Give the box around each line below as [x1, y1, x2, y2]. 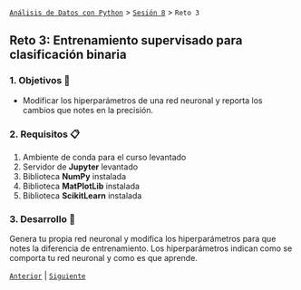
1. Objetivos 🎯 [9, 74, 71, 87]
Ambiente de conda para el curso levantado [22, 151, 187, 162]
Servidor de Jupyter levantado [22, 161, 139, 172]
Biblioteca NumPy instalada [22, 170, 127, 181]
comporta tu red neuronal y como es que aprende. [9, 253, 198, 264]
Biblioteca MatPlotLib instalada [22, 180, 141, 191]
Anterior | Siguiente [9, 270, 86, 281]
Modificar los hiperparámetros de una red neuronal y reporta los [22, 94, 263, 106]
